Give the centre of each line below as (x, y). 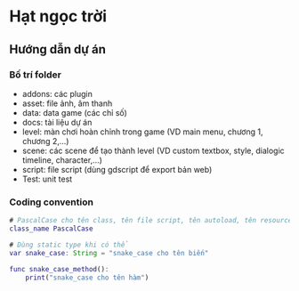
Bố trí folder (36, 75)
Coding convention (51, 202)
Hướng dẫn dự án (58, 49)
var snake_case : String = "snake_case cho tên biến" (109, 253)
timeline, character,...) (62, 160)
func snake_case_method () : (59, 269)
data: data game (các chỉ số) (74, 112)
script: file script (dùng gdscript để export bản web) (117, 169)
